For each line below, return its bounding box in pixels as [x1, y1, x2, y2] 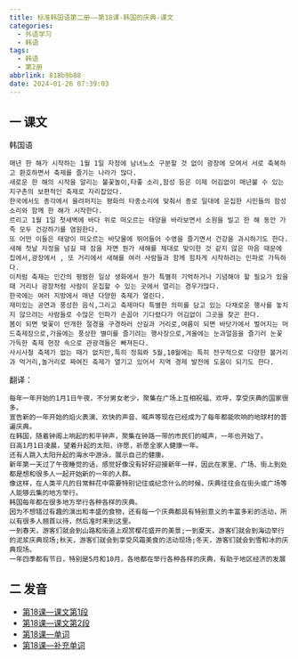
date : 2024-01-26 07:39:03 [9, 79, 109, 88]
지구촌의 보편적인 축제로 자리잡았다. [9, 188, 123, 197]
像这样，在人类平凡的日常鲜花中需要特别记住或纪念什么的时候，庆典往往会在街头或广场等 [9, 479, 287, 488]
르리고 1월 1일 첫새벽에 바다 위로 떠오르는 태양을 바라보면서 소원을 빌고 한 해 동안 [9, 216, 277, 225]
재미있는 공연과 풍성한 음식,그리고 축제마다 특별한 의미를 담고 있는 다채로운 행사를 [9, 301, 273, 310]
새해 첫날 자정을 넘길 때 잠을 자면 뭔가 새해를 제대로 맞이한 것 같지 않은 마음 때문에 [9, 244, 283, 254]
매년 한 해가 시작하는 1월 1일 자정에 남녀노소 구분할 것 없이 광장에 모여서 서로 [9, 159, 264, 168]
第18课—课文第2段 [21, 618, 91, 629]
